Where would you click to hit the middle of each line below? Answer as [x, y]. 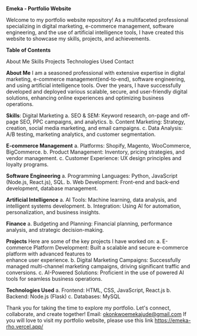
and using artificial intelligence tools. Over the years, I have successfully [94, 85]
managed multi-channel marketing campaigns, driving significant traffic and [98, 266]
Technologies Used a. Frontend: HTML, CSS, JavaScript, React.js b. [89, 290]
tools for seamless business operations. [54, 279]
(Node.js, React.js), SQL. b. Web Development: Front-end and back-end [93, 182]
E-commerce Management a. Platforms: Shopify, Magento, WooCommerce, [98, 146]
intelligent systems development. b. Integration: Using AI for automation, [94, 206]
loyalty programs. [27, 164]
